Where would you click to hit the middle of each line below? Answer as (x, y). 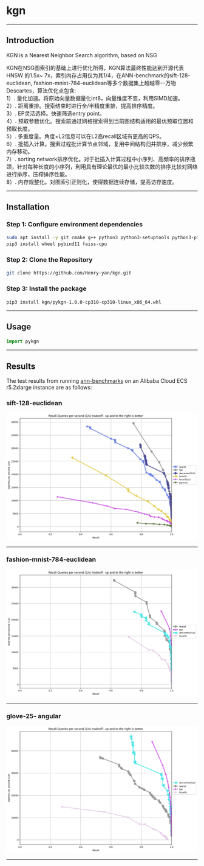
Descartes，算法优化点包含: (41, 90)
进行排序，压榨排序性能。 (38, 174)
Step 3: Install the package (46, 288)
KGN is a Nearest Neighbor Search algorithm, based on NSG (82, 55)
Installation (28, 207)
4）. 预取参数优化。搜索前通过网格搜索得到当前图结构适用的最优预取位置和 (100, 121)
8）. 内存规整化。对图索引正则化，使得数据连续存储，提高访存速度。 (92, 182)
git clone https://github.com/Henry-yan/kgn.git (69, 273)
